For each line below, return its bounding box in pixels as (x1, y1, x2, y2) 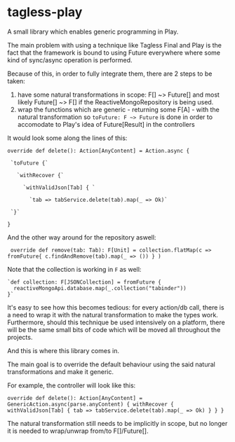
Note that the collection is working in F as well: (7, 265, 142, 273)
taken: (7, 76, 26, 85)
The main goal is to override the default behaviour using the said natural (7, 360, 215, 368)
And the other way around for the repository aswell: (7, 233, 156, 242)
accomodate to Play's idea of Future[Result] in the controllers (17, 120, 195, 128)
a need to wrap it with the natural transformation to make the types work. (7, 310, 219, 319)
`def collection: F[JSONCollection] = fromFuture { (7, 278, 161, 286)
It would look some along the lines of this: (7, 134, 128, 142)
